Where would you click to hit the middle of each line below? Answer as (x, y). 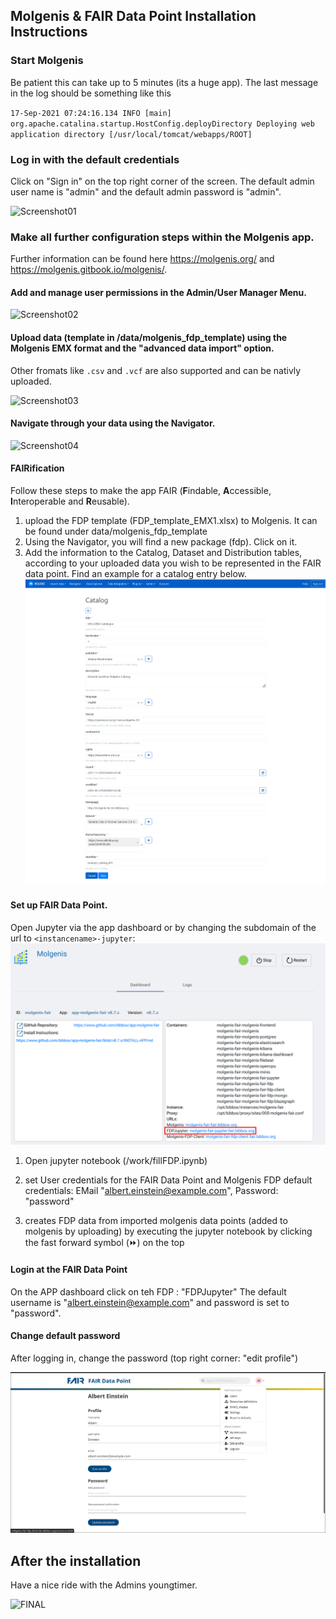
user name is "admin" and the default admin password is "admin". (146, 191)
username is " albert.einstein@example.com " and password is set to (150, 1302)
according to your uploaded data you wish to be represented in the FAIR (173, 563)
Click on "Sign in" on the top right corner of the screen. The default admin (162, 181)
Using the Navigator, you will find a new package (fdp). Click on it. (161, 542)
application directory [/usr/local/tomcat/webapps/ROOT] (131, 134)
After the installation (76, 1560)
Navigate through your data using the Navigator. (113, 423)
